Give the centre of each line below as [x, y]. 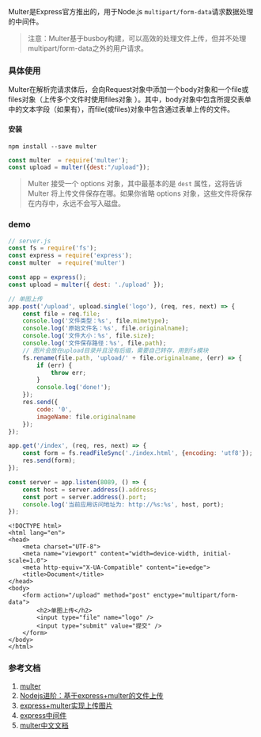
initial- [217, 554]
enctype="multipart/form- [196, 596]
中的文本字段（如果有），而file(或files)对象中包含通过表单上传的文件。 [121, 109]
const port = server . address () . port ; [85, 497]
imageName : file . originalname [86, 417]
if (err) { [55, 365]
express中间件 [43, 715]
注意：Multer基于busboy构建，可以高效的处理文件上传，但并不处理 [137, 38]
